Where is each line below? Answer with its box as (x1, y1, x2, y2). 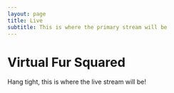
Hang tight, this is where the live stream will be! (7, 77, 146, 86)
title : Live (7, 17, 43, 24)
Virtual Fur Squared (7, 54, 126, 70)
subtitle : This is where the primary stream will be (7, 23, 168, 31)
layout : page (7, 10, 46, 18)
